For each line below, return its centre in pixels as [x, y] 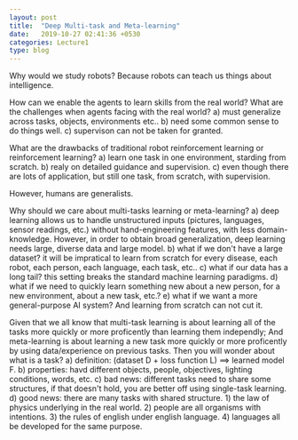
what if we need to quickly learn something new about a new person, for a [145, 286]
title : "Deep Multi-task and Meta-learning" [94, 26]
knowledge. [31, 239]
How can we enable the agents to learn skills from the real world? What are [146, 102]
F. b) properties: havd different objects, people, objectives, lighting [131, 370]
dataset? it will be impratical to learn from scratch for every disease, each [143, 258]
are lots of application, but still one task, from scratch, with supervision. [140, 176]
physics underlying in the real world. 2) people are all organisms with [135, 408]
